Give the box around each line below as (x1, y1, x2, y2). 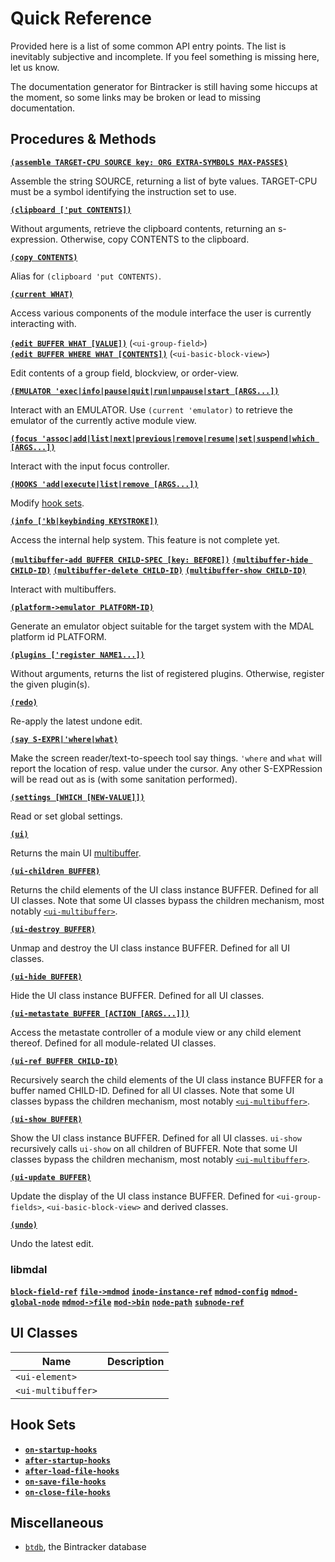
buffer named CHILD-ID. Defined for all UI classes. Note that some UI (10, 1084, 295, 1096)
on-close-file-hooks (24, 1487, 111, 1497)
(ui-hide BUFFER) (10, 972, 83, 982)
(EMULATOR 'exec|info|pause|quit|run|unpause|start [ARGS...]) (10, 386, 280, 396)
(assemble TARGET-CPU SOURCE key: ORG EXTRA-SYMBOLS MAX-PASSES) (10, 157, 288, 167)
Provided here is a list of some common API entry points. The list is (10, 40, 287, 52)
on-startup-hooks (24, 1445, 98, 1455)
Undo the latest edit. (10, 1237, 95, 1249)
